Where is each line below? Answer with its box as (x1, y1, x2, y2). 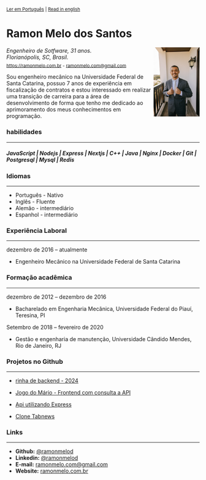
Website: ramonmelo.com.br (15, 467, 89, 474)
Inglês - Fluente (15, 198, 55, 205)
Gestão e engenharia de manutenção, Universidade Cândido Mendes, (15, 335, 192, 342)
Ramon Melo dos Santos (6, 26, 132, 41)
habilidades (6, 128, 42, 136)
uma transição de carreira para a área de (6, 93, 110, 100)
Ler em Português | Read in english (6, 6, 81, 12)
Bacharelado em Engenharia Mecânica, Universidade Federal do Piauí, (15, 305, 193, 312)
